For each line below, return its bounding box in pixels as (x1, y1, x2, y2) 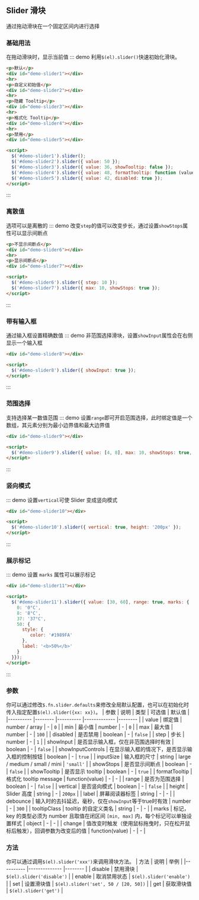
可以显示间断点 (11, 229, 48, 236)
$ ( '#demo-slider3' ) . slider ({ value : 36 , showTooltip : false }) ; (11, 164, 174, 170)
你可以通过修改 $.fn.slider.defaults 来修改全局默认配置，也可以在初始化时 (6, 701, 190, 708)
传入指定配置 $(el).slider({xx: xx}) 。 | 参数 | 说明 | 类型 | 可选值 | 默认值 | (6, 708, 190, 715)
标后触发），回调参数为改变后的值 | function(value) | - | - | (6, 827, 146, 834)
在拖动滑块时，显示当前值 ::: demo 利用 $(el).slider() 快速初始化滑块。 (6, 53, 181, 61)
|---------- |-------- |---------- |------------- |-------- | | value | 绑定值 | (6, 715, 182, 723)
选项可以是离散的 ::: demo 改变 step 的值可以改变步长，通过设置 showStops (6, 222, 183, 229)
